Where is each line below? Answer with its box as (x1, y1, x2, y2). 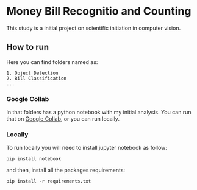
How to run (6, 42, 49, 52)
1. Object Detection (6, 70, 59, 76)
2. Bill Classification (6, 75, 67, 82)
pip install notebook (6, 156, 62, 162)
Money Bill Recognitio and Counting (6, 4, 192, 18)
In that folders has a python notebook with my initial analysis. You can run (6, 108, 192, 116)
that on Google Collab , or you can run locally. (6, 115, 120, 122)
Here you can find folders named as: (6, 58, 98, 65)
